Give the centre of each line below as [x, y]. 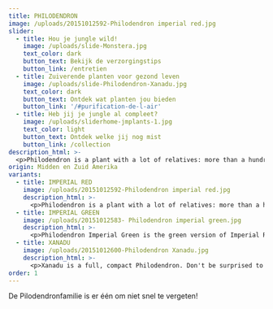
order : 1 [23, 273]
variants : [25, 175]
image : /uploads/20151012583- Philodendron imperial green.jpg [132, 220]
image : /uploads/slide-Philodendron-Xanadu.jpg [105, 84]
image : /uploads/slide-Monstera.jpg [85, 46]
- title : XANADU [43, 243]
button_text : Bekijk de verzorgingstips [92, 62]
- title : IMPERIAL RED [54, 183]
